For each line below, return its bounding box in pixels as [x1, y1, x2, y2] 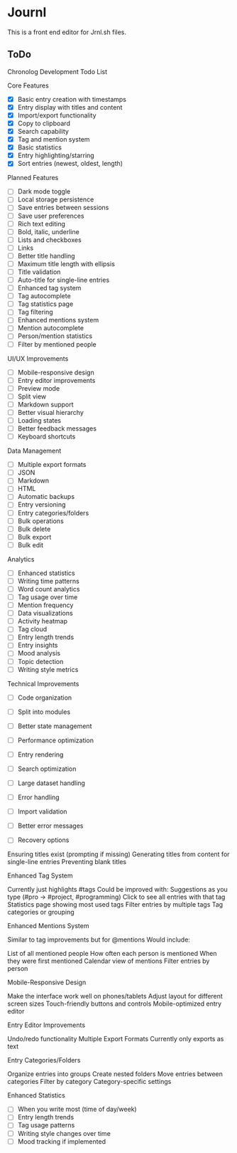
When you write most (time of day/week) [17, 1105, 137, 1114]
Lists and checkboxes [17, 236, 82, 244]
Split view [17, 392, 47, 401]
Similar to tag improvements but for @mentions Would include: [7, 935, 190, 944]
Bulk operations [17, 517, 64, 525]
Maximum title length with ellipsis [17, 259, 116, 268]
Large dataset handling [17, 779, 85, 787]
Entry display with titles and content [17, 102, 123, 111]
